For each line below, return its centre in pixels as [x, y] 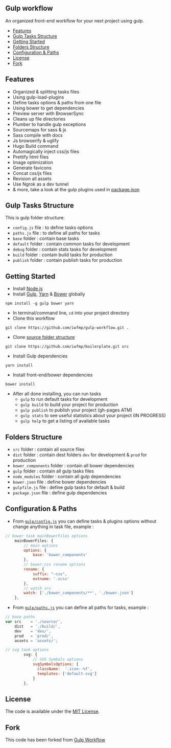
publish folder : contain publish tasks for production [67, 260]
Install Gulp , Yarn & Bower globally [49, 294]
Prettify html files [31, 157]
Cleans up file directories [39, 119]
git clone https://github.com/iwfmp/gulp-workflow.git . [67, 328]
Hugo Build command [35, 146]
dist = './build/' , [37, 626]
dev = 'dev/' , [33, 631]
